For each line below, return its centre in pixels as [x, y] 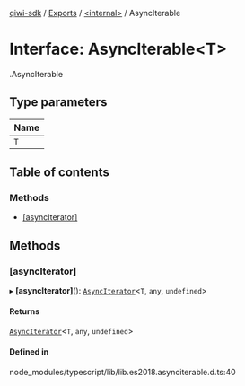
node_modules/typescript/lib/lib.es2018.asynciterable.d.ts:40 [122, 372]
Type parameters [58, 102]
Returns [25, 311]
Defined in [29, 351]
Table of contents [59, 173]
